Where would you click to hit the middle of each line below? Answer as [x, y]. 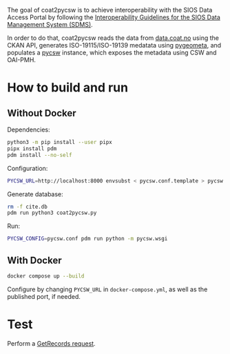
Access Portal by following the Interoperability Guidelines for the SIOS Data [114, 17]
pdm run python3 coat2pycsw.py [52, 213]
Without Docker [42, 113]
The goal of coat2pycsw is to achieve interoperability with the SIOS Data [110, 10]
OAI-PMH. [22, 60]
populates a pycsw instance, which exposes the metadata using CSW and [112, 52]
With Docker [34, 260]
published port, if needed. [44, 296]
